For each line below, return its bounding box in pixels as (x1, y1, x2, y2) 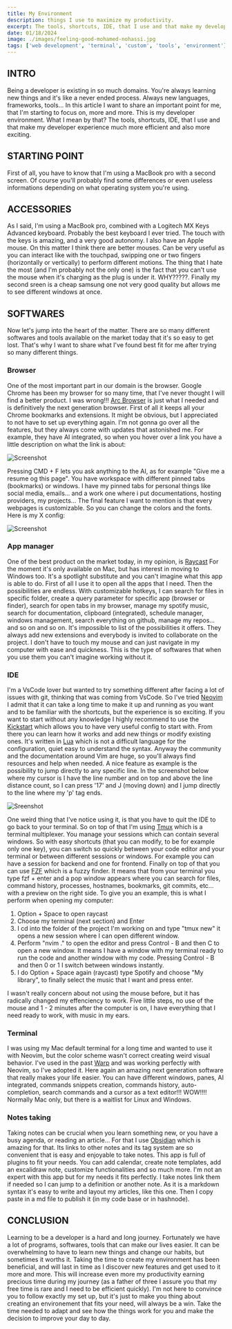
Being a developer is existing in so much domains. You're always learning (7, 86, 216, 94)
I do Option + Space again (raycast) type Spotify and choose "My (17, 969, 204, 977)
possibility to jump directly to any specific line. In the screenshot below (7, 767, 209, 775)
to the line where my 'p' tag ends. (7, 789, 102, 797)
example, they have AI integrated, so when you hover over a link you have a (7, 433, 222, 441)
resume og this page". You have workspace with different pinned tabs (7, 474, 206, 483)
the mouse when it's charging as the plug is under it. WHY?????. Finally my (7, 273, 220, 281)
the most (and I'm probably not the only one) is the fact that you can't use (7, 266, 217, 274)
